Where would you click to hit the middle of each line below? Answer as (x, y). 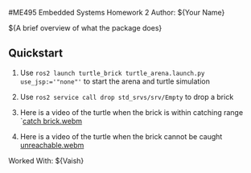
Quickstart (36, 54)
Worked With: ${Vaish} (46, 160)
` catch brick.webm (51, 121)
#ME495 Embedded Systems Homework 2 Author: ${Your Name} (117, 12)
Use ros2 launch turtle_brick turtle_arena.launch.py (112, 72)
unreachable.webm (52, 145)
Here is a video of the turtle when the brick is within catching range (132, 112)
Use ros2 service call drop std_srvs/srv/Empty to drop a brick (127, 97)
